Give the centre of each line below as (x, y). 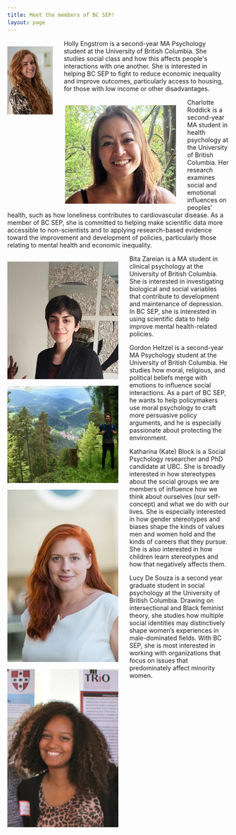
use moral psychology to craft (173, 407)
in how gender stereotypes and (175, 519)
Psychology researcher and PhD (176, 459)
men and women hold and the (173, 534)
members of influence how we (173, 489)
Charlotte (201, 102)
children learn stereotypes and (174, 556)
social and (202, 185)
